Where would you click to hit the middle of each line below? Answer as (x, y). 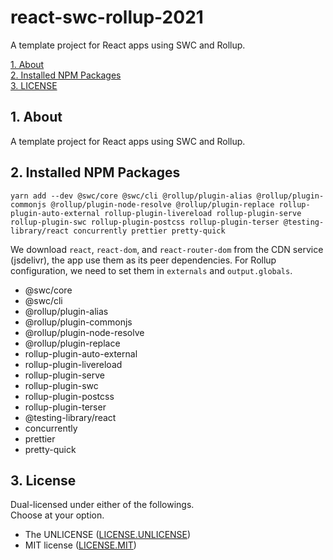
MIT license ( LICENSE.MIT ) (80, 545)
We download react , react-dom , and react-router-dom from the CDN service (167, 249)
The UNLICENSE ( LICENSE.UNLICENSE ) (108, 535)
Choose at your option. (57, 515)
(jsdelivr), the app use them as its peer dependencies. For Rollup (143, 260)
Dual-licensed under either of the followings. (102, 505)
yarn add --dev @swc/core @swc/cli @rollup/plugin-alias (131, 196)
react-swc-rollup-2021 (107, 17)
